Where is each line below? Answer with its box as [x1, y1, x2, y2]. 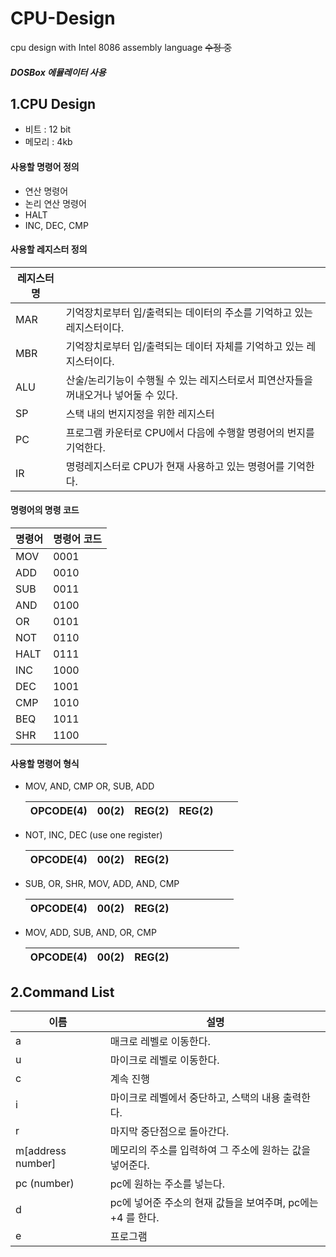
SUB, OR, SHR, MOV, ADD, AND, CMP [24, 878, 180, 890]
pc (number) [15, 1176, 75, 1190]
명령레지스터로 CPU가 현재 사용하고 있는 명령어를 [65, 459, 285, 473]
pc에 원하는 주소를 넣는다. [109, 1177, 226, 1191]
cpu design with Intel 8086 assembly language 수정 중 [10, 41, 232, 53]
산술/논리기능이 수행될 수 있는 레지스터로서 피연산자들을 [65, 373, 313, 387]
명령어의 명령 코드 [10, 504, 80, 516]
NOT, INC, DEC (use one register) [24, 829, 163, 841]
